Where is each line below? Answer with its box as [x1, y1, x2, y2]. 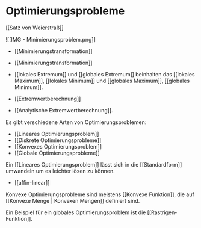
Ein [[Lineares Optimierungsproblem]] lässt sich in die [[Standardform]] [5, 161, 182, 168]
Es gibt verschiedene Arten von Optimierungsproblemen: [5, 119, 147, 126]
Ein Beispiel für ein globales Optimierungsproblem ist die [5, 209, 146, 216]
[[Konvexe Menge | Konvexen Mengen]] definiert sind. [5, 197, 140, 204]
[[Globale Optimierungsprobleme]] [14, 149, 100, 156]
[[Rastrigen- [147, 209, 178, 216]
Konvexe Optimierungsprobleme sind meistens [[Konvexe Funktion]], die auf [5, 191, 195, 198]
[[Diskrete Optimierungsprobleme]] [14, 137, 102, 144]
